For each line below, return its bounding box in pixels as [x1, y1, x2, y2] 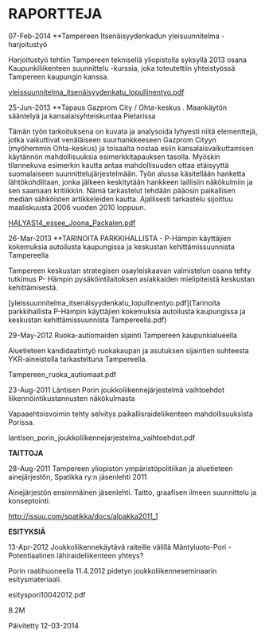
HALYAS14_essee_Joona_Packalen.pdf [8, 218, 136, 228]
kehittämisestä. [8, 282, 58, 292]
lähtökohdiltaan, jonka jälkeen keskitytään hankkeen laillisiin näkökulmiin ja [8, 177, 253, 187]
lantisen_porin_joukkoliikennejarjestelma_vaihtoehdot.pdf [8, 433, 196, 442]
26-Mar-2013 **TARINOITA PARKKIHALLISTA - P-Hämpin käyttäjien [8, 233, 232, 243]
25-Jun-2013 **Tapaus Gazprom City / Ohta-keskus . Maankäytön [8, 103, 228, 112]
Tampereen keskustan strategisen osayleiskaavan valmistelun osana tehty [8, 266, 251, 275]
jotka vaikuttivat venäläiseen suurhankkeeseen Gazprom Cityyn [8, 134, 216, 144]
